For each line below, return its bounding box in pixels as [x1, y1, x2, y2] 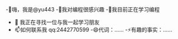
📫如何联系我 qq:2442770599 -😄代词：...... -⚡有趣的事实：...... [14, 26, 173, 33]
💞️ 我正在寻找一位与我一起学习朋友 [14, 19, 100, 26]
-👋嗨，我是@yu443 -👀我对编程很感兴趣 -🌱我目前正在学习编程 [5, 6, 160, 13]
